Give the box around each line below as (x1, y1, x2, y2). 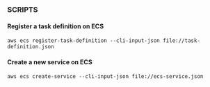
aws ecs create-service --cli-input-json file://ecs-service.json (7, 73, 204, 80)
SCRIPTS (7, 5, 38, 14)
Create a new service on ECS (7, 57, 92, 66)
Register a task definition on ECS (7, 22, 104, 30)
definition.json (7, 43, 54, 50)
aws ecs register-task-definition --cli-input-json (7, 37, 160, 44)
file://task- (162, 37, 200, 44)
